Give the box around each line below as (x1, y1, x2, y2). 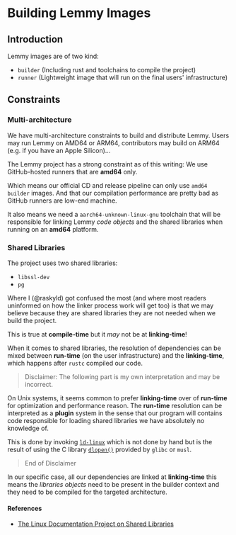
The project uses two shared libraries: (7, 259, 118, 267)
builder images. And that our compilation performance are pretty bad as (7, 188, 219, 197)
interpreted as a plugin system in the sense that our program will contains (7, 409, 223, 417)
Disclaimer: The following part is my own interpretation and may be (24, 372, 220, 381)
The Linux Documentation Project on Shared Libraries (17, 519, 175, 529)
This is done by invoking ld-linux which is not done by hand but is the (7, 437, 213, 446)
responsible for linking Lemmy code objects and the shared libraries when (7, 218, 223, 226)
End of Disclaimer (24, 458, 76, 467)
